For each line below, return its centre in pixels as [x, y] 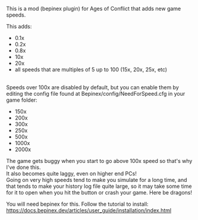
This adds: [19, 26]
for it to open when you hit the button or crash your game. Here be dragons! [99, 192]
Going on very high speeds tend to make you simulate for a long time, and [97, 180]
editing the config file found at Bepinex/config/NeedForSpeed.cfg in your [96, 94]
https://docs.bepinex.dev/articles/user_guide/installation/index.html [89, 210]
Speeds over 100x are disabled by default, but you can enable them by [93, 87]
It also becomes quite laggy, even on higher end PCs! [71, 174]
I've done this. [23, 167]
